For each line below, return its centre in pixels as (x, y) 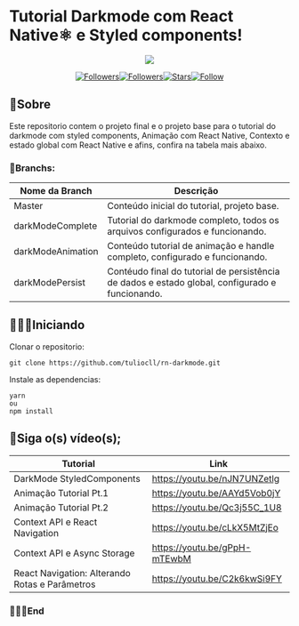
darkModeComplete (56, 226)
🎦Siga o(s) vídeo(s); (65, 439)
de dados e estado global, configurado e (192, 283)
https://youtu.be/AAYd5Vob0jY (216, 493)
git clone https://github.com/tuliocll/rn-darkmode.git (115, 363)
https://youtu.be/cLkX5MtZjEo (215, 527)
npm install (31, 411)
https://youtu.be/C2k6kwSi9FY (217, 578)
